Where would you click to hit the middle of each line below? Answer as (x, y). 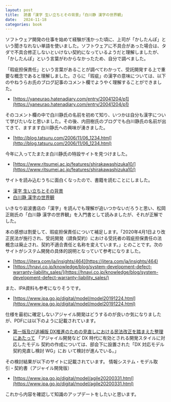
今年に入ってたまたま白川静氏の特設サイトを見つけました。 (68, 154)
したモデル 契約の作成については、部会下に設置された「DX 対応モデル (91, 344)
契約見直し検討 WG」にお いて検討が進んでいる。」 (66, 351)
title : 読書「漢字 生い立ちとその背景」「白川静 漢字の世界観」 (65, 15)
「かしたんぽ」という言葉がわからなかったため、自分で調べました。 (77, 59)
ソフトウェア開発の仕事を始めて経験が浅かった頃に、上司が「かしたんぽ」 (83, 39)
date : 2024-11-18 (26, 19)
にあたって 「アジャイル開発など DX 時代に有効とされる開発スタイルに (87, 338)
